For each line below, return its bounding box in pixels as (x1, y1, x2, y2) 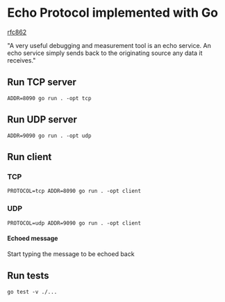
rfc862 (7, 28, 27, 36)
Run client (7, 151, 52, 163)
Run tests (7, 270, 49, 282)
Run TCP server (7, 77, 76, 88)
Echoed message (7, 235, 58, 243)
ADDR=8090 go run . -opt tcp (7, 95, 92, 102)
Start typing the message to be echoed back (7, 249, 135, 258)
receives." (7, 56, 36, 64)
